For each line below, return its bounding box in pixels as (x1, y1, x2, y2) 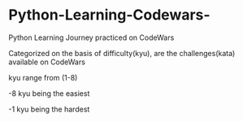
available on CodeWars (8, 57, 85, 67)
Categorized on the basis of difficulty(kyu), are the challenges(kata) (8, 48, 236, 58)
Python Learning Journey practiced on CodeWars (8, 33, 175, 42)
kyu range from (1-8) (8, 72, 78, 82)
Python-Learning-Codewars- (8, 6, 210, 24)
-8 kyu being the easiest (8, 88, 90, 98)
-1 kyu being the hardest (8, 104, 90, 114)
